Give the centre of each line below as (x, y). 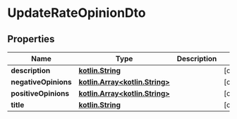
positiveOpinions (40, 93)
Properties (31, 39)
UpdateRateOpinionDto (77, 13)
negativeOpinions (41, 82)
